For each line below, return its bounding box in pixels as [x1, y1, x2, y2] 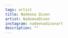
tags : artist [5, 7, 32, 12]
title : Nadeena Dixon [5, 12, 50, 17]
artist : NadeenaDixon [5, 16, 50, 21]
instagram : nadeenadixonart [5, 21, 64, 26]
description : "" [5, 26, 39, 31]
